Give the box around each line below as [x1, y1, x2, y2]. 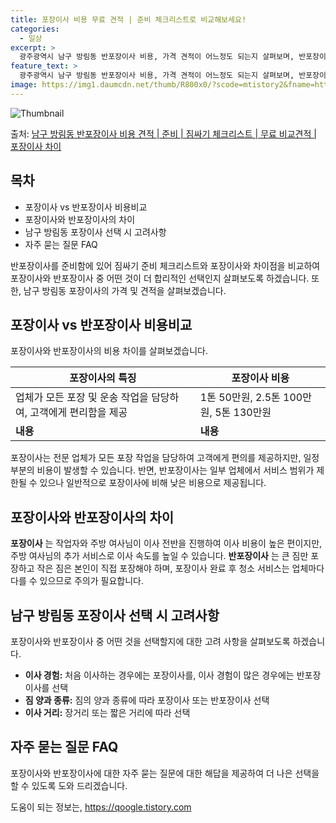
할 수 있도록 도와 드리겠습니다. [10, 779, 128, 791]
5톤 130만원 [214, 406, 272, 420]
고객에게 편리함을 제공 [29, 406, 128, 420]
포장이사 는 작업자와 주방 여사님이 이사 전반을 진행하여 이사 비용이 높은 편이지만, [10, 537, 323, 550]
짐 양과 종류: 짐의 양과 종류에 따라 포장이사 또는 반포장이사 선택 [24, 694, 270, 706]
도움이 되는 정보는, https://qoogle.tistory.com [10, 801, 192, 813]
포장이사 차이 [10, 140, 62, 152]
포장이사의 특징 [69, 371, 137, 385]
